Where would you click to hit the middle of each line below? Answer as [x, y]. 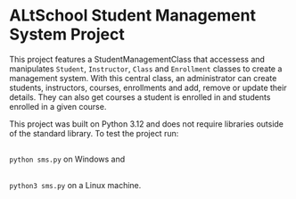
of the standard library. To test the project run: [94, 133]
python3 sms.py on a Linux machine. [75, 185]
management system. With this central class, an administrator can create [143, 78]
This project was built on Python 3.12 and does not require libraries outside [146, 124]
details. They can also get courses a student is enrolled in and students [140, 97]
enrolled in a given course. [58, 106]
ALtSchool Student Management [133, 16]
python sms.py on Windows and [67, 159]
